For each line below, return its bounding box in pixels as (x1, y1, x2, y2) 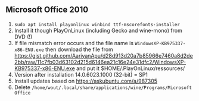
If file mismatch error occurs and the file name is (14, 39, 134, 46)
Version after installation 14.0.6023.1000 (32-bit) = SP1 (14, 71, 148, 78)
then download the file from (45, 46, 114, 53)
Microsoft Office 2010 (5, 5, 89, 15)
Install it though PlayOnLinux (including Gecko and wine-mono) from (14, 27, 182, 34)
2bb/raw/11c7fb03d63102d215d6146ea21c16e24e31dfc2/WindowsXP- (14, 58, 186, 65)
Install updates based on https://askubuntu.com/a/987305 (14, 77, 158, 84)
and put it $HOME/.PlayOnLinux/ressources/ (76, 65, 185, 72)
